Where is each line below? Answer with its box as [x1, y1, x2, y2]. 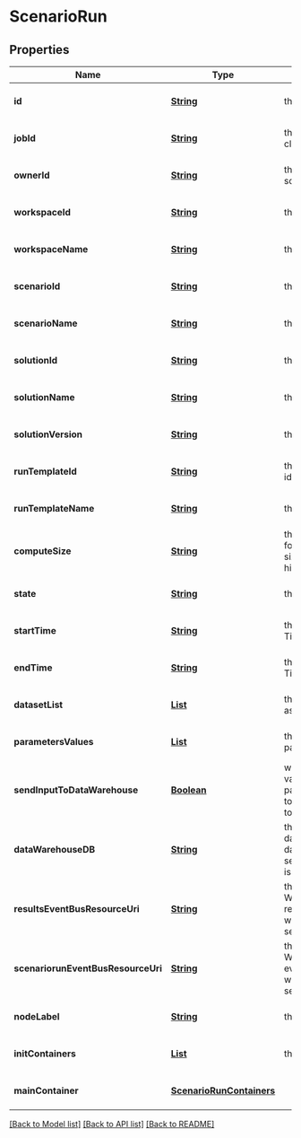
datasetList [13, 698, 64, 711]
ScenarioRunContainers [170, 1084, 276, 1097]
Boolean [170, 783, 208, 796]
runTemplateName [13, 503, 95, 514]
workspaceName [13, 243, 89, 255]
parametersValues [13, 736, 94, 748]
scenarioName [13, 317, 78, 329]
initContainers [13, 1047, 76, 1060]
